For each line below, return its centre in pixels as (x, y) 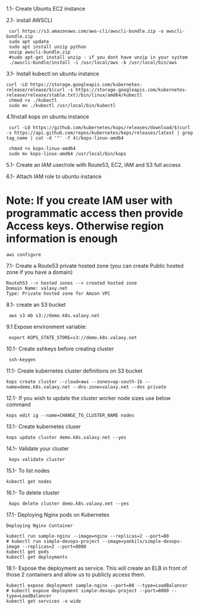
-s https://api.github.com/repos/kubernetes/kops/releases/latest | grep (100, 133)
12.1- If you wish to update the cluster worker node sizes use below (88, 398)
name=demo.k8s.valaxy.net (38, 387)
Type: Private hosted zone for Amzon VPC (58, 293)
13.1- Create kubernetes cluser (43, 426)
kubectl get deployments (37, 557)
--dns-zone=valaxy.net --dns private (119, 387)
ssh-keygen (22, 359)
